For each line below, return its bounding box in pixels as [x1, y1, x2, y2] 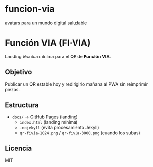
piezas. [5, 86, 20, 92]
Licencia [5, 144, 32, 152]
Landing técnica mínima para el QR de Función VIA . [5, 54, 111, 59]
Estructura [5, 101, 39, 110]
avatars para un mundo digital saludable [5, 20, 87, 26]
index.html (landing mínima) [19, 119, 78, 125]
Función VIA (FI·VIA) [5, 37, 91, 49]
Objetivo [5, 68, 32, 76]
